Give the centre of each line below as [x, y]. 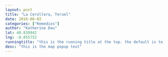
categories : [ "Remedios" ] [32, 24]
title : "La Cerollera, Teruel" [38, 14]
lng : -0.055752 [21, 38]
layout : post [19, 10]
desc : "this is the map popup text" [44, 47]
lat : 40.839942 [21, 33]
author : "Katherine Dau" [31, 28]
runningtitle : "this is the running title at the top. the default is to [84, 42]
